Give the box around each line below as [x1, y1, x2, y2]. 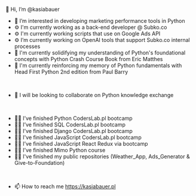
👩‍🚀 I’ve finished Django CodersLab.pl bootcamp [14, 128, 133, 134]
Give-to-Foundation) [14, 159, 65, 166]
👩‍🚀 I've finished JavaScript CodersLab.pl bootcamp [14, 134, 142, 141]
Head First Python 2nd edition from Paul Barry [14, 68, 128, 75]
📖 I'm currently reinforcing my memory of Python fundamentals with [14, 62, 182, 69]
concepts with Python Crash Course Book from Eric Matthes [14, 56, 163, 62]
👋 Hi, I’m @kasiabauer [5, 6, 60, 13]
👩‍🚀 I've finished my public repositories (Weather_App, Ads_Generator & [14, 153, 190, 160]
